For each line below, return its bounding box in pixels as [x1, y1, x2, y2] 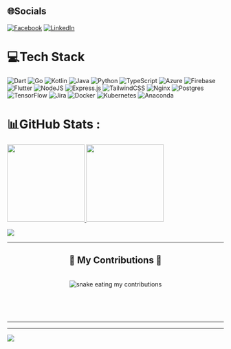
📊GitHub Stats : [7, 116, 101, 132]
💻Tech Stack [7, 49, 85, 65]
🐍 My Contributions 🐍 [69, 254, 162, 267]
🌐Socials [7, 5, 47, 17]
